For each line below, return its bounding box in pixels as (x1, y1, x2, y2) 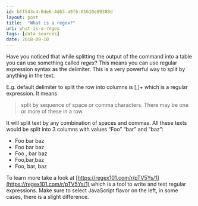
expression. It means (6, 90, 58, 97)
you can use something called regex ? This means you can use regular (6, 59, 177, 66)
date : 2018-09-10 (6, 36, 49, 42)
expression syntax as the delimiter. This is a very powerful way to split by (6, 66, 186, 72)
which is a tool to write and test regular (90, 180, 186, 187)
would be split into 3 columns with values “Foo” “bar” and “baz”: (6, 126, 164, 133)
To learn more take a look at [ (6, 174, 78, 181)
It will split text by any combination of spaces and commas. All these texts (6, 119, 187, 126)
